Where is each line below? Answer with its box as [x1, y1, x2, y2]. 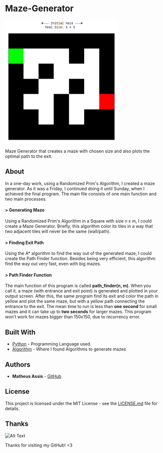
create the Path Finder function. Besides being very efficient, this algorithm [5, 256, 156, 262]
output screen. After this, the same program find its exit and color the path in [5, 293, 159, 299]
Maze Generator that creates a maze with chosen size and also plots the [5, 148, 150, 154]
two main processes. [5, 196, 47, 202]
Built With [5, 328, 36, 336]
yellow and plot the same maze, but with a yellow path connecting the [5, 298, 145, 304]
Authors [5, 360, 31, 369]
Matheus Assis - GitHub [12, 373, 62, 379]
